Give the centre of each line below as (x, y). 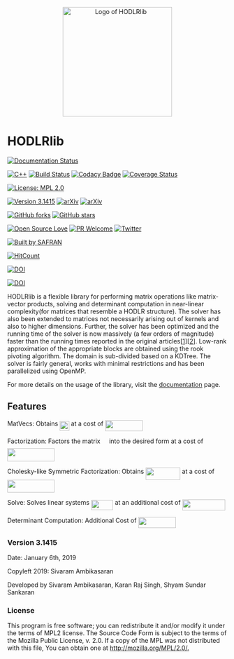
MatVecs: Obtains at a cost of (55, 423)
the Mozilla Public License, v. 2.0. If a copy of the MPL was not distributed (114, 641)
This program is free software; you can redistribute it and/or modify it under (116, 626)
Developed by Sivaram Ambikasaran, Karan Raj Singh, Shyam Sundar (107, 585)
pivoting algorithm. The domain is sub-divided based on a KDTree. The (109, 356)
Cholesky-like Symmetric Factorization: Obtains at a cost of (111, 471)
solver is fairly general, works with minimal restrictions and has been (106, 363)
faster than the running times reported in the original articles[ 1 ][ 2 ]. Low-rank (117, 341)
